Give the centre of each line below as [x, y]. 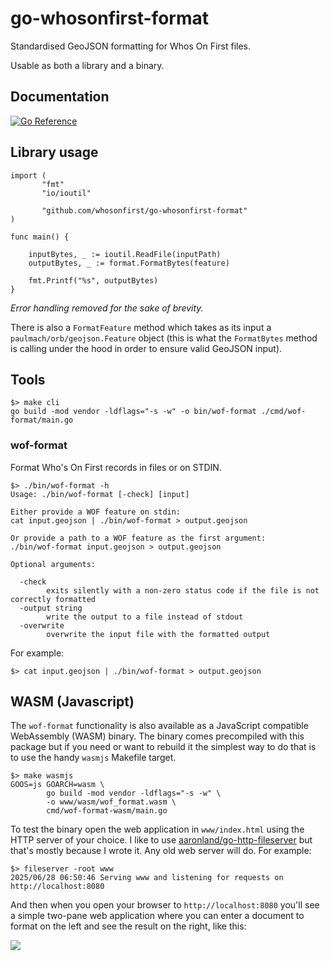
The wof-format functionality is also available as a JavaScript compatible [159, 726]
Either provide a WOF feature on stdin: [96, 512]
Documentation [60, 97]
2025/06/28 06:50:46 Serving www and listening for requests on [147, 878]
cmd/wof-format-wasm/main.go [107, 811]
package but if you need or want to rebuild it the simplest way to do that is [163, 747]
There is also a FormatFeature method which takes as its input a [141, 327]
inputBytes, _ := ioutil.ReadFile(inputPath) [125, 254]
